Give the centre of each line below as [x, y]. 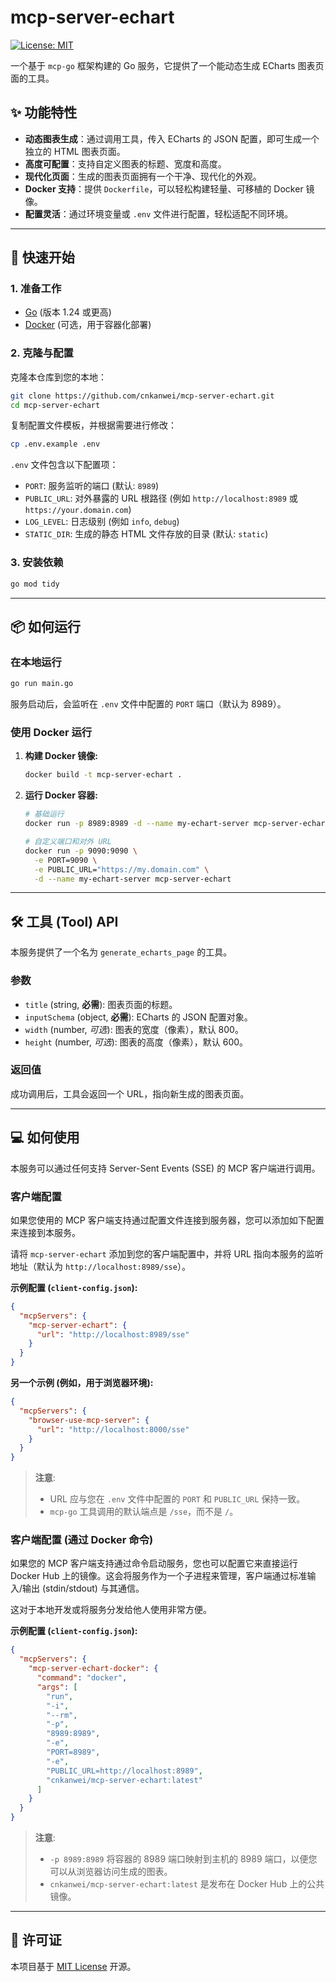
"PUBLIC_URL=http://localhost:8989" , [124, 1771]
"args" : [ [57, 1687]
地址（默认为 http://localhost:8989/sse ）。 [100, 1266]
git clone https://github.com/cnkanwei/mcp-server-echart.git [142, 396]
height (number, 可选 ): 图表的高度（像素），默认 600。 [136, 1042]
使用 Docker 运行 [51, 733]
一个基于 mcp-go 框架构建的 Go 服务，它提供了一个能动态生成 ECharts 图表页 [167, 65]
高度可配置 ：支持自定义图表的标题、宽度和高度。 [125, 163]
